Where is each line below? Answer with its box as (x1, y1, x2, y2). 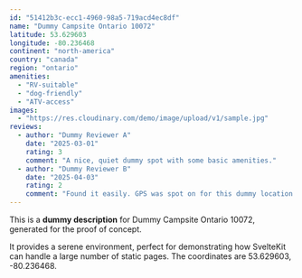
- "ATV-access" (17, 97, 75, 107)
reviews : (9, 123, 42, 132)
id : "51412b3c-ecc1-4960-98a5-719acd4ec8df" (9, 13, 180, 23)
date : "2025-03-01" (25, 139, 99, 148)
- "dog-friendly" (17, 88, 83, 97)
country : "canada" (9, 55, 79, 64)
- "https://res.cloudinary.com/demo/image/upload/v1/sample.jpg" (17, 114, 269, 123)
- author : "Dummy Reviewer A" (17, 131, 131, 140)
